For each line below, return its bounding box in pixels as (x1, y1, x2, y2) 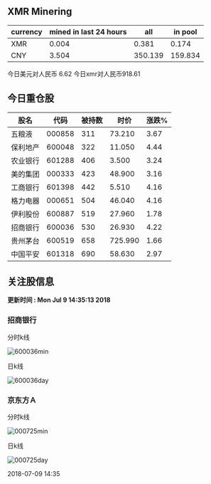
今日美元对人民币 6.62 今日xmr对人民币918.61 (7, 69, 141, 78)
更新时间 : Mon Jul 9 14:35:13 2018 (7, 295, 111, 305)
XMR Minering (7, 6, 72, 18)
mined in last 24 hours (49, 26, 127, 36)
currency (11, 26, 43, 36)
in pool (173, 26, 198, 36)
